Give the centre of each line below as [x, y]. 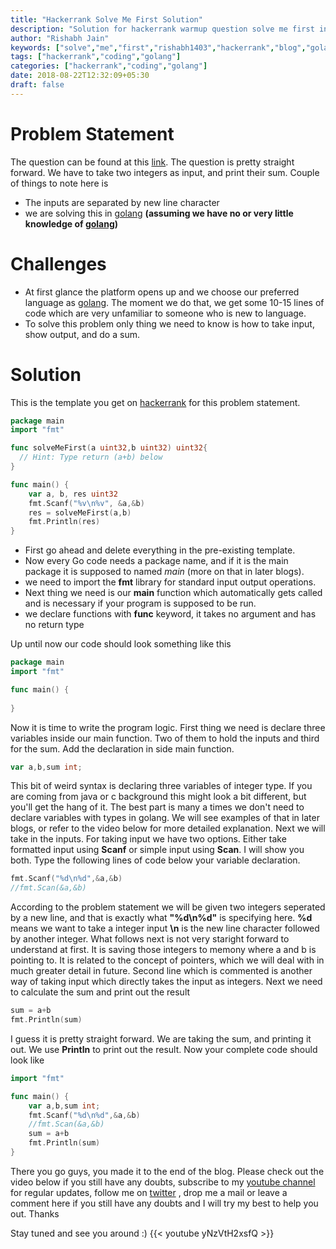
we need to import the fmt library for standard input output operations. [170, 582]
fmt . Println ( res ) [64, 522]
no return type [54, 625]
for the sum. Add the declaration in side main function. [122, 748]
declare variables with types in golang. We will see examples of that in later [165, 818]
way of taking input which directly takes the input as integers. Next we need [166, 982]
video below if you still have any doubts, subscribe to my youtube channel [163, 1182]
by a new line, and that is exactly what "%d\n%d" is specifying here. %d [161, 918]
